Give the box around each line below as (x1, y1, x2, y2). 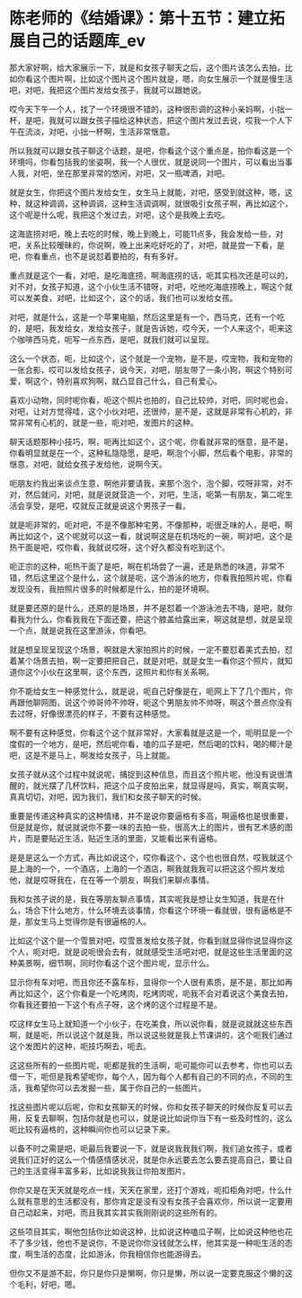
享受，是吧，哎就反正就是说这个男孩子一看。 (24, 500, 191, 511)
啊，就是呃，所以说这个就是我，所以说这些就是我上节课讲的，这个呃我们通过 (9, 1029, 293, 1040)
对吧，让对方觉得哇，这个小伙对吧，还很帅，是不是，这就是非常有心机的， (9, 405, 285, 416)
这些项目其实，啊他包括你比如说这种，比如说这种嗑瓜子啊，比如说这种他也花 (9, 1226, 293, 1237)
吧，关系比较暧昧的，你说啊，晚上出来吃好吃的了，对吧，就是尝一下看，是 (9, 239, 285, 250)
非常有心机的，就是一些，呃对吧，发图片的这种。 (16, 417, 199, 428)
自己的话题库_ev (25, 31, 147, 51)
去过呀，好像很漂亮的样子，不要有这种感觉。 (9, 707, 175, 719)
